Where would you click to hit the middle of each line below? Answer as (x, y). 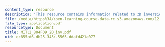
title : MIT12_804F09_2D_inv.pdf (38, 32)
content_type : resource (29, 10)
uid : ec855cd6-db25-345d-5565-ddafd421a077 (50, 37)
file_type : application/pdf (34, 23)
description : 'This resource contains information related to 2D (73, 14)
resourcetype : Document (29, 28)
